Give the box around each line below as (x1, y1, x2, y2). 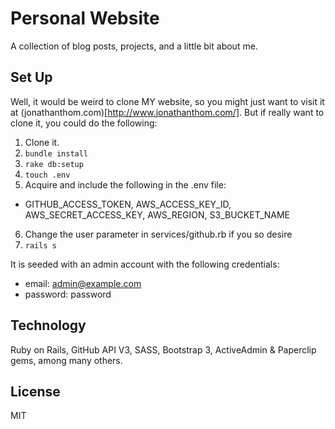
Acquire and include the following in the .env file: (24, 178, 227, 191)
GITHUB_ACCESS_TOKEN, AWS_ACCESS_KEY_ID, (24, 198, 232, 210)
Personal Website (10, 7, 160, 30)
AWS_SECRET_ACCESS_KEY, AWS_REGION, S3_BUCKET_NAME (24, 208, 291, 221)
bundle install (24, 148, 89, 159)
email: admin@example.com (24, 277, 142, 289)
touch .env (24, 170, 71, 180)
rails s (24, 240, 57, 251)
